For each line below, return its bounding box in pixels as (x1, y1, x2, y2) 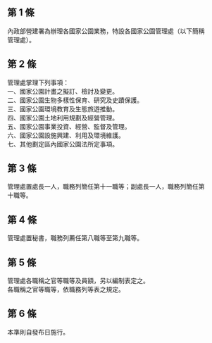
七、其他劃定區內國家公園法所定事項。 (7, 139, 118, 148)
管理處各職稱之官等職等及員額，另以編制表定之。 (7, 277, 149, 285)
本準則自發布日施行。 (7, 328, 69, 336)
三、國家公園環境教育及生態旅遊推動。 (7, 104, 118, 113)
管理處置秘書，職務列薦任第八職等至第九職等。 (7, 234, 143, 242)
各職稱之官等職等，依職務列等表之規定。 (7, 285, 125, 294)
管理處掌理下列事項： (7, 78, 69, 87)
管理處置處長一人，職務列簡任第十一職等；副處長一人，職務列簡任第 (7, 182, 205, 191)
